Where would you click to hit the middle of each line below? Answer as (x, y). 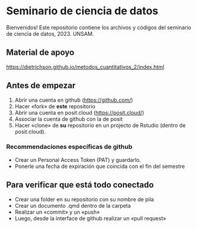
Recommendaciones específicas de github (69, 147)
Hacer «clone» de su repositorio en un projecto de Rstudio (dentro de (100, 125)
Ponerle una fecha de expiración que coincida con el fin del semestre (100, 166)
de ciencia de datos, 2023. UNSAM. (50, 33)
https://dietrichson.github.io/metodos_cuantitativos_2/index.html (85, 67)
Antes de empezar (41, 85)
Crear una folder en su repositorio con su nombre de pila (84, 199)
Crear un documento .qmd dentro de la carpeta (73, 205)
